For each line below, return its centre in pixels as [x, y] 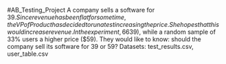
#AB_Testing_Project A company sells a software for [81, 10]
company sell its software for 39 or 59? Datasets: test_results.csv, [100, 46]
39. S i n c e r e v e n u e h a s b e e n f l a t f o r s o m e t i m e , [67, 17]
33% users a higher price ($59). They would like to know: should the [104, 39]
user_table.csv [28, 54]
